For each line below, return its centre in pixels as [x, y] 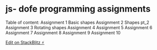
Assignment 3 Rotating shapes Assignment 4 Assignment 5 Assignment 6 [79, 27]
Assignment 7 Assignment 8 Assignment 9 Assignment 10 [63, 33]
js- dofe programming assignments [78, 9]
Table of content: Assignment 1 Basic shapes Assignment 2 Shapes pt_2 [78, 22]
